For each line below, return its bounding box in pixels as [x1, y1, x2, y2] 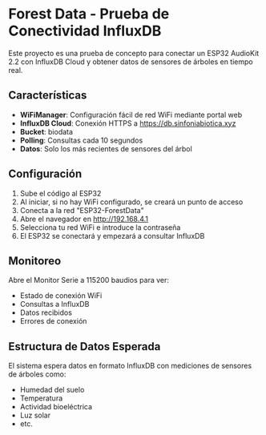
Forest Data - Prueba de [8, 5, 170, 23]
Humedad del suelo [19, 385, 85, 395]
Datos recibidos [19, 308, 72, 317]
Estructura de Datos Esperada [8, 340, 161, 353]
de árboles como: [8, 369, 66, 379]
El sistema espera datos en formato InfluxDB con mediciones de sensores [8, 361, 252, 371]
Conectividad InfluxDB [8, 22, 162, 40]
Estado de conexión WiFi [19, 291, 103, 300]
